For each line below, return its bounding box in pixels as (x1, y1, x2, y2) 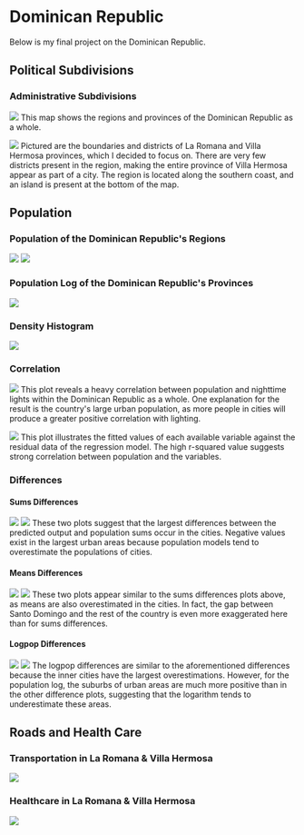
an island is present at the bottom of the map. (9, 179, 180, 190)
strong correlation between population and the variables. (9, 452, 222, 462)
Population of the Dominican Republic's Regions (9, 232, 227, 244)
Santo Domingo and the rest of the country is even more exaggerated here (9, 608, 289, 619)
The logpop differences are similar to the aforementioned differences (31, 660, 290, 671)
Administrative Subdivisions (9, 90, 137, 103)
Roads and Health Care (9, 725, 142, 741)
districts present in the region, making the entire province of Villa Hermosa (9, 159, 288, 170)
